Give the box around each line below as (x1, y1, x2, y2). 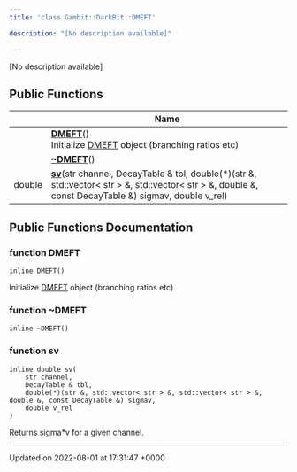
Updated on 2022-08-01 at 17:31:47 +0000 (9, 453, 165, 463)
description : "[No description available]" (9, 28, 172, 38)
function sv (9, 344, 59, 357)
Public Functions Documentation (9, 220, 194, 235)
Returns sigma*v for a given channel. (9, 427, 144, 437)
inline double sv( (9, 365, 77, 374)
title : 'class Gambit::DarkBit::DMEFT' (9, 12, 156, 22)
